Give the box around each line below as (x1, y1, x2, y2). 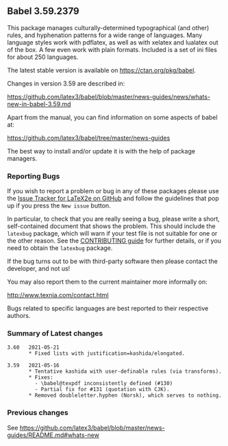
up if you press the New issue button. (7, 201, 111, 210)
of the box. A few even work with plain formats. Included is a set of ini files (7, 45, 218, 53)
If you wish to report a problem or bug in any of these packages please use (7, 187, 219, 195)
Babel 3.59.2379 (7, 5, 80, 17)
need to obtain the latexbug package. (7, 244, 113, 252)
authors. (7, 312, 31, 320)
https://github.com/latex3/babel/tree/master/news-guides (7, 134, 170, 142)
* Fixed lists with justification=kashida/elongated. (28, 350, 186, 357)
